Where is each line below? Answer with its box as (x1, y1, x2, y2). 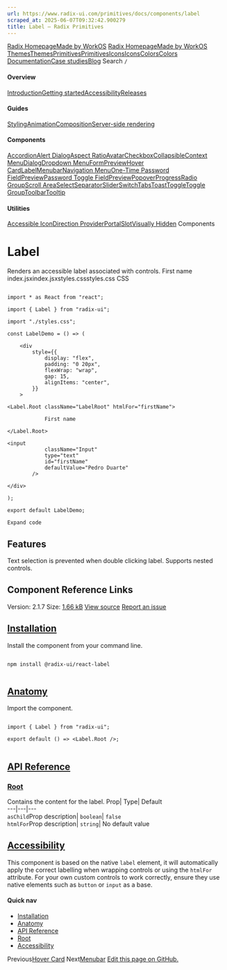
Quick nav (7, 896, 37, 905)
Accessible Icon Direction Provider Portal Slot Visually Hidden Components (7, 220, 215, 228)
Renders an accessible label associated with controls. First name (7, 267, 193, 276)
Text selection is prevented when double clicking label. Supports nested (7, 556, 213, 564)
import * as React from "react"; (7, 294, 104, 301)
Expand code (7, 519, 42, 526)
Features (7, 538, 47, 550)
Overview (7, 72, 36, 81)
